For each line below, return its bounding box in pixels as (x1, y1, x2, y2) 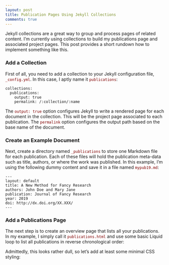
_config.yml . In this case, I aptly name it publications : (5, 76, 118, 82)
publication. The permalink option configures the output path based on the (5, 119, 160, 125)
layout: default (5, 178, 39, 183)
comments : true (5, 17, 37, 22)
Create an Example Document (5, 137, 80, 144)
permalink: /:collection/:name (14, 99, 80, 104)
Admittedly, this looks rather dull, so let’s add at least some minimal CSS (5, 248, 155, 255)
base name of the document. (5, 124, 66, 130)
